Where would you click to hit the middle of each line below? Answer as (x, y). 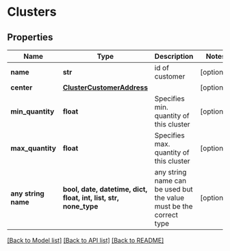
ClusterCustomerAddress (105, 88)
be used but (174, 189)
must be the (174, 206)
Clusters (32, 12)
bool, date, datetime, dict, (105, 189)
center (22, 88)
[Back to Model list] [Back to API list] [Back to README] (86, 240)
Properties (30, 37)
